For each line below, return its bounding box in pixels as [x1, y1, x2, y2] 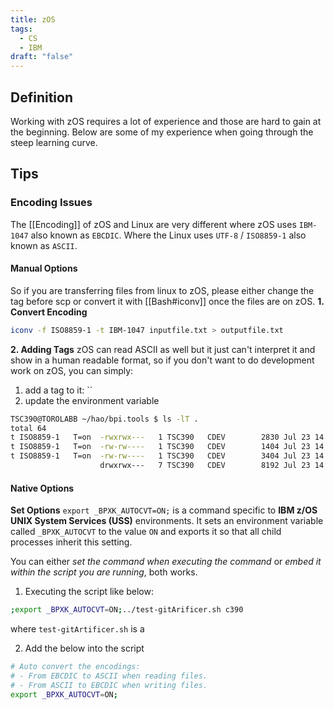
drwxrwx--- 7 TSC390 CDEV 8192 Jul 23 [99, 461, 311, 471]
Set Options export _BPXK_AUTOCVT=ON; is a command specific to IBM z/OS [10, 504, 318, 516]
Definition [10, 89, 73, 106]
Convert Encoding [10, 306, 88, 318]
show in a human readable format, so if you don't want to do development [10, 354, 315, 366]
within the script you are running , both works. [10, 566, 198, 578]
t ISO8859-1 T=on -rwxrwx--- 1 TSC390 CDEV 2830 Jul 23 [10, 432, 311, 443]
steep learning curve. [10, 136, 98, 148]
